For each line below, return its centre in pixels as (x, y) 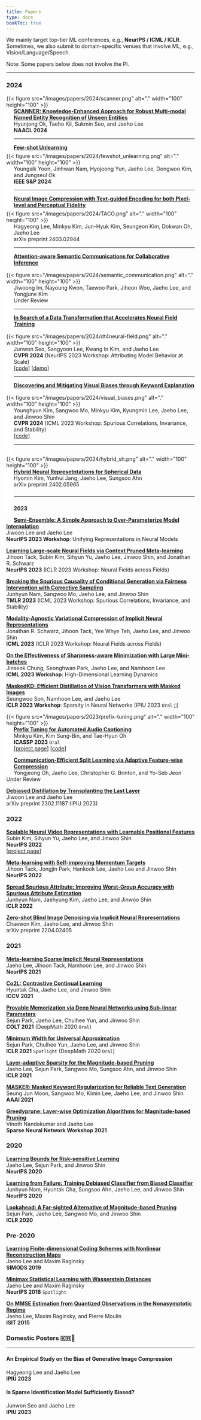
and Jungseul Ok (35, 175)
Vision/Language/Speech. (38, 53)
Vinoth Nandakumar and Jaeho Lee (50, 1124)
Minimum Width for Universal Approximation (63, 1038)
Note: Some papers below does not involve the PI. (68, 64)
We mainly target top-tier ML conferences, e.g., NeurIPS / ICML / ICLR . (94, 40)
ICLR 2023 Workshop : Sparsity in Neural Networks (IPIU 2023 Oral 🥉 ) (92, 705)
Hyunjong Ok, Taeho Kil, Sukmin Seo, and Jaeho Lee (79, 124)
